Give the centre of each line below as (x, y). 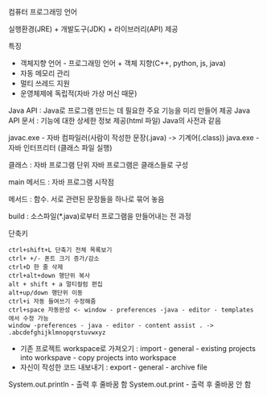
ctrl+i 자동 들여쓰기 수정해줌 (52, 301)
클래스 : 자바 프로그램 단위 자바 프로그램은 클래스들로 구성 (99, 165)
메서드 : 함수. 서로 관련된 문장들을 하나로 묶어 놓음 (86, 199)
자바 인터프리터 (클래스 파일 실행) (60, 148)
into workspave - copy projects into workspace (98, 358)
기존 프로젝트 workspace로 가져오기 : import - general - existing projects (138, 348)
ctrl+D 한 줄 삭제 (36, 267)
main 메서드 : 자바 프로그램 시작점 (62, 182)
